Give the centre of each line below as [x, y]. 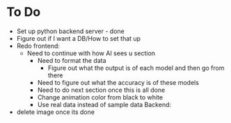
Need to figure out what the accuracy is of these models [118, 82]
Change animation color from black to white [100, 97]
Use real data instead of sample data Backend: [104, 104]
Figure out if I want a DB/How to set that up [78, 38]
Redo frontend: [38, 46]
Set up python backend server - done [70, 31]
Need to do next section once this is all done [101, 90]
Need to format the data [72, 60]
